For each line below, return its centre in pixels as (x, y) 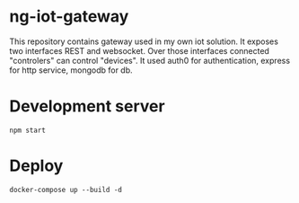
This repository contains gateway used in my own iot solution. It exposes (144, 41)
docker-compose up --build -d (66, 190)
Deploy (36, 166)
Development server (87, 106)
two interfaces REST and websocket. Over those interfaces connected (139, 50)
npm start (28, 130)
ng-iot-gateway (69, 17)
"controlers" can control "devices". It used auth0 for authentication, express (149, 60)
